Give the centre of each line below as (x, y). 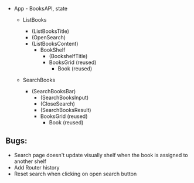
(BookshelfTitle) (68, 56)
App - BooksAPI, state (41, 9)
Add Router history (37, 167)
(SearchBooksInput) (64, 97)
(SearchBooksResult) (66, 110)
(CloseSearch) (58, 104)
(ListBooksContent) (55, 44)
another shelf (30, 161)
